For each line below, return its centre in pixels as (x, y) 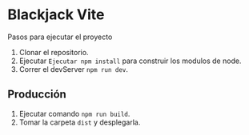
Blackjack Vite (56, 15)
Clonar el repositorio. (54, 52)
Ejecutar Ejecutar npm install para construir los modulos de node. (130, 61)
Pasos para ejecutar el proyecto (60, 37)
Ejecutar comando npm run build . (74, 113)
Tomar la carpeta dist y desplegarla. (80, 122)
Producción (37, 95)
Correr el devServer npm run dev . (74, 69)
